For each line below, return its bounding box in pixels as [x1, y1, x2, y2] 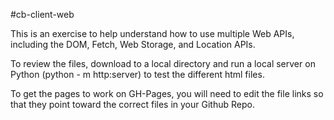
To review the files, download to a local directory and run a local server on [10, 58, 316, 69]
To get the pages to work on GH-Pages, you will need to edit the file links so [10, 88, 324, 99]
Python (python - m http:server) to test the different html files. [10, 69, 265, 80]
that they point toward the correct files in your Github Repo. [10, 99, 255, 110]
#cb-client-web [10, 9, 75, 20]
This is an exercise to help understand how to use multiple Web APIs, [10, 28, 295, 39]
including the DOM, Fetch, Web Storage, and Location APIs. [10, 39, 256, 50]
